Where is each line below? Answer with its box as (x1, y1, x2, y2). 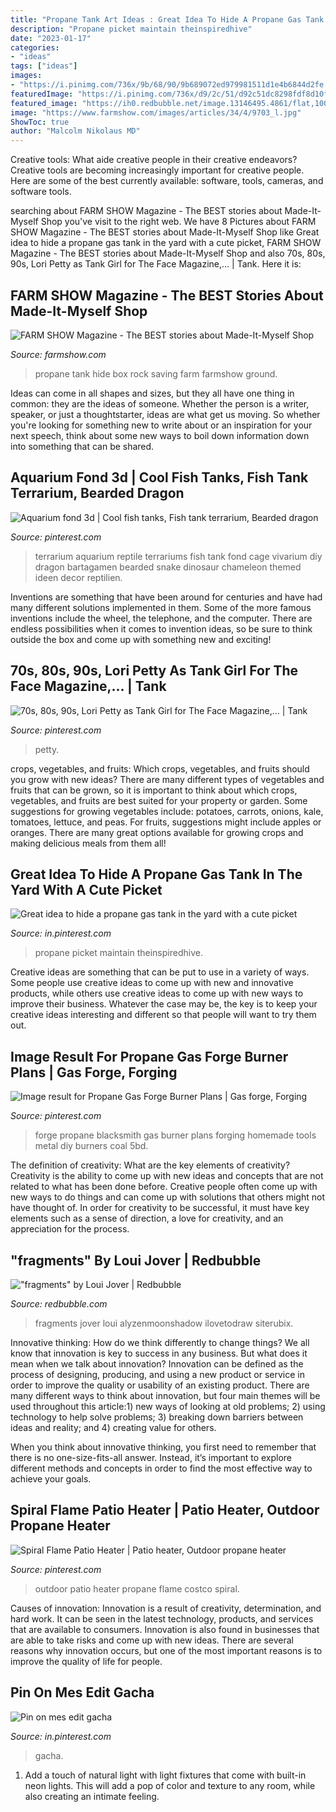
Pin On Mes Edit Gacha (10, 1684, 155, 1701)
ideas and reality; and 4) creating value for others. (10, 1422, 217, 1433)
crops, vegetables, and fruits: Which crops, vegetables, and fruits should (10, 762, 310, 775)
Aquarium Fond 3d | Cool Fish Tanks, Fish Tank (10, 469, 309, 486)
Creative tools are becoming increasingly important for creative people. (10, 164, 305, 176)
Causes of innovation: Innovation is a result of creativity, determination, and (10, 1602, 322, 1614)
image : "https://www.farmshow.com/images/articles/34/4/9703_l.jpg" (10, 107, 302, 118)
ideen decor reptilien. (34, 571, 123, 583)
